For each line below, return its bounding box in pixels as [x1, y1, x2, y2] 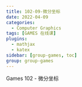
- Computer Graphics [11, 25, 61, 31]
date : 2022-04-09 [6, 14, 49, 20]
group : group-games [6, 58, 54, 63]
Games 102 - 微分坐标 [6, 75, 59, 82]
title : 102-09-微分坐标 [6, 8, 60, 15]
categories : [6, 19, 35, 25]
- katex [11, 47, 30, 53]
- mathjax [11, 42, 35, 48]
